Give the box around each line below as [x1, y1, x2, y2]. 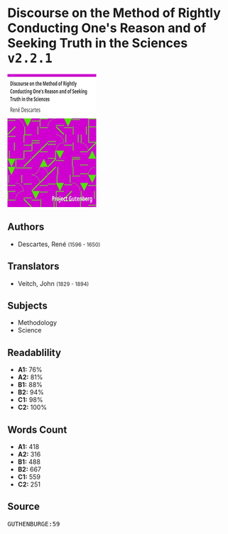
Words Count [7, 423, 67, 435]
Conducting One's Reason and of [7, 20, 207, 36]
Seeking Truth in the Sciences [7, 35, 188, 51]
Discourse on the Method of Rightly [7, 5, 222, 21]
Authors [7, 221, 45, 233]
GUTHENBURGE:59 [7, 520, 60, 528]
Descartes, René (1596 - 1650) [17, 240, 101, 248]
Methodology [17, 318, 58, 327]
